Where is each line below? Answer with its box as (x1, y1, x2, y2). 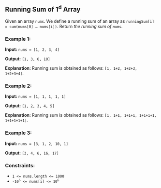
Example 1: (5, 35, 31, 42)
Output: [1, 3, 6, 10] (5, 56, 50, 62)
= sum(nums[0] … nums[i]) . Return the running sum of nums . (5, 23, 123, 29)
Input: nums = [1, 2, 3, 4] (5, 47, 59, 52)
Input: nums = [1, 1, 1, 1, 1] (5, 94, 66, 99)
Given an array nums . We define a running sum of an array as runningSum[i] (5, 18, 155, 24)
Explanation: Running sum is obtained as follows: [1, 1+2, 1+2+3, (5, 65, 137, 71)
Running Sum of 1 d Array (5, 4, 81, 14)
